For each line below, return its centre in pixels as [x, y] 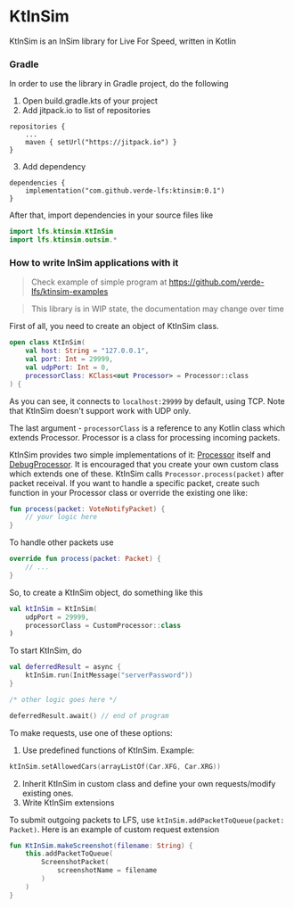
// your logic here [61, 517]
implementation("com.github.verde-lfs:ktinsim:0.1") [125, 191]
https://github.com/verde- [216, 282]
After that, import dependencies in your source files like [111, 215]
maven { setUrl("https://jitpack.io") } [101, 143]
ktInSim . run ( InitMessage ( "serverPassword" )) [109, 675]
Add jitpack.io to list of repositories [86, 111]
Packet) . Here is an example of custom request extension [114, 829]
